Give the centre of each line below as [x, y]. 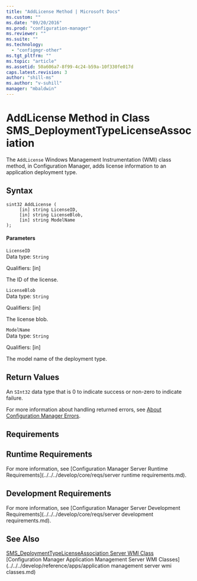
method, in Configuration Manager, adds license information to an [86, 166]
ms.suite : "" [22, 39]
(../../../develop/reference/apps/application [58, 566]
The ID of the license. [32, 280]
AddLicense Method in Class [78, 118]
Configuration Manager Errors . [43, 416]
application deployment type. [42, 172]
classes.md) [21, 572]
